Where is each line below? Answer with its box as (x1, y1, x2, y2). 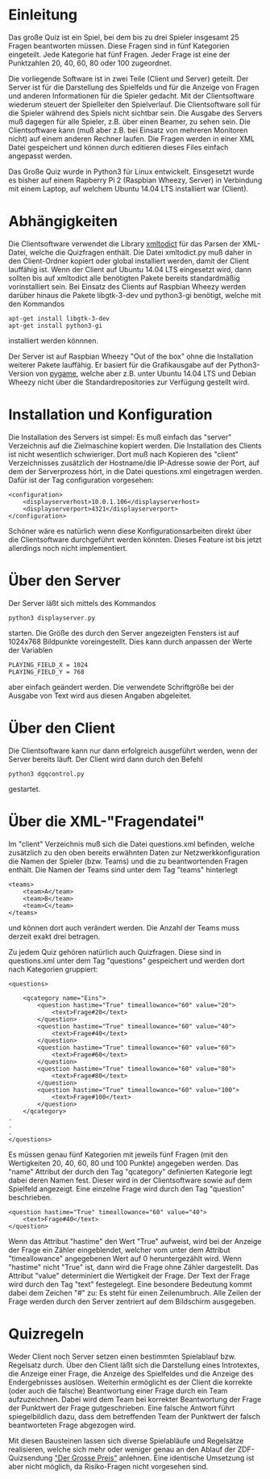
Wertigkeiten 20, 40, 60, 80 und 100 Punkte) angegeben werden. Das (8, 1158, 239, 1168)
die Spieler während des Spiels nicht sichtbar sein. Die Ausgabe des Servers (8, 107, 263, 118)
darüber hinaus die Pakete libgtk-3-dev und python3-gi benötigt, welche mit (8, 290, 262, 300)
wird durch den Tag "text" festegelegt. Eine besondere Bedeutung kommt (8, 1279, 252, 1289)
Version (8, 368, 34, 378)
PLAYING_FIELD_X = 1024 (8, 661, 89, 669)
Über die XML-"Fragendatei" (8, 812, 206, 830)
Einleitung (8, 6, 78, 24)
